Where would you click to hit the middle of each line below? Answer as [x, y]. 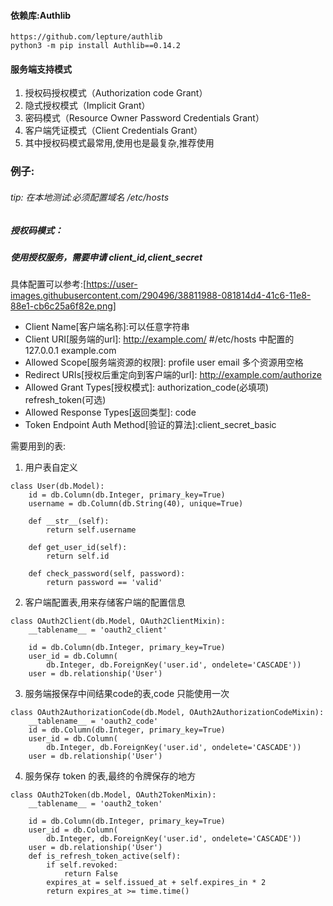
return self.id [78, 556]
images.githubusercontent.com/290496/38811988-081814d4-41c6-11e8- [161, 296]
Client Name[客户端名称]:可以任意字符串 [107, 327]
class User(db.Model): [57, 486]
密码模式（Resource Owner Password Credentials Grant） [144, 118]
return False [90, 874]
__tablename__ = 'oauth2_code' [93, 721]
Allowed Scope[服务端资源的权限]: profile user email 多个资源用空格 [164, 362]
